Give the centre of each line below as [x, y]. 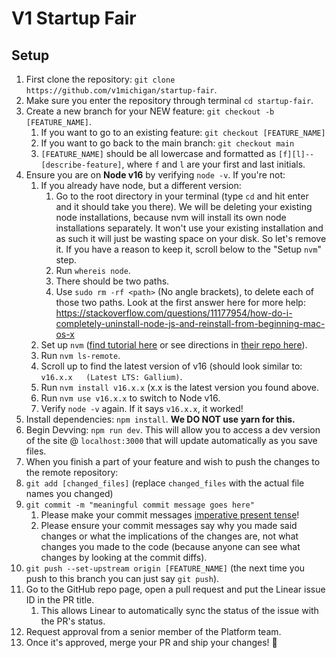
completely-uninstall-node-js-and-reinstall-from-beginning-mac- [190, 323]
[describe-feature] [81, 165]
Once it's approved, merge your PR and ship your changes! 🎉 [151, 642]
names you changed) [69, 493]
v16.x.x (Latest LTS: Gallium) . [111, 376]
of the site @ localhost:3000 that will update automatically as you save [171, 440]
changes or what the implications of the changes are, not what [169, 536]
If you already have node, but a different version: [141, 185]
